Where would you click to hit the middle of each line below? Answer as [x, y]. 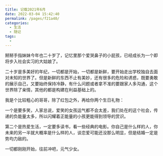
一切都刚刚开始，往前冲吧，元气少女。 [43, 149]
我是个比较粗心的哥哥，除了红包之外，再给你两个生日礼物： [65, 100]
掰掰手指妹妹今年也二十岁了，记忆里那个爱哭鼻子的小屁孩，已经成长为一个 [79, 55]
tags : [10, 37]
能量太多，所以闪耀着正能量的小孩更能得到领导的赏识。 [73, 116]
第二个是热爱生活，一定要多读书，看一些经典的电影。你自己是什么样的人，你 [81, 127]
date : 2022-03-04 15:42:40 [32, 14]
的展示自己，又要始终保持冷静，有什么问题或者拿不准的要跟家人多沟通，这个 [81, 84]
